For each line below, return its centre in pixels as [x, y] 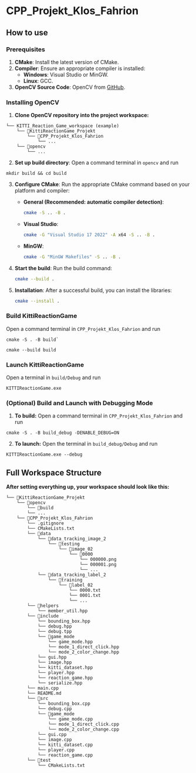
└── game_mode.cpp [70, 719]
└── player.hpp [56, 673]
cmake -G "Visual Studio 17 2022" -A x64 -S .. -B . [89, 235]
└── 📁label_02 [76, 585]
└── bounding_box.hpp [64, 621]
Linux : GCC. [38, 81]
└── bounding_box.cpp [64, 704]
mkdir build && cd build [36, 174]
